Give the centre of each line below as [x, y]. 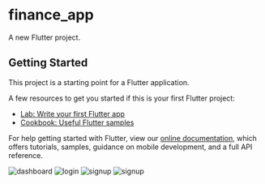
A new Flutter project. [45, 37]
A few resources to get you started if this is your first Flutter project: [122, 98]
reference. [26, 155]
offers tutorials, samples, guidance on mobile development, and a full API [130, 147]
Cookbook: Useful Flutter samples [77, 122]
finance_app [51, 15]
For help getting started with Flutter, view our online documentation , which [133, 138]
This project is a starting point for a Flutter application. [99, 82]
